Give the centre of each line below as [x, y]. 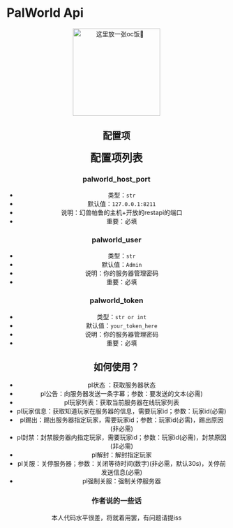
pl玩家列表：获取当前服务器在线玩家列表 [121, 402]
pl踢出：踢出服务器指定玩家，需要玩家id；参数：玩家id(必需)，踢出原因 [122, 420]
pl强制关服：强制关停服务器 [121, 481]
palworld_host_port [116, 179]
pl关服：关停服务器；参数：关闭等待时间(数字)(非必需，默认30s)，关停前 [122, 464]
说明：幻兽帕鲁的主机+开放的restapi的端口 [122, 213]
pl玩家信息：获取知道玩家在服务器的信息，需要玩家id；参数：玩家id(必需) [121, 411]
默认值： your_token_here [122, 325]
